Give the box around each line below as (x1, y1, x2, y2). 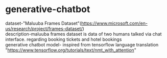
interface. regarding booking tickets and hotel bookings (5, 36, 122, 42)
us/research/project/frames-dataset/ (5, 25, 83, 31)
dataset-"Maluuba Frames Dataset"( (5, 20, 82, 26)
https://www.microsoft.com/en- (81, 20, 148, 26)
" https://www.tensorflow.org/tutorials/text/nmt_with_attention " (5, 47, 136, 53)
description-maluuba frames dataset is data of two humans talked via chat (5, 31, 162, 37)
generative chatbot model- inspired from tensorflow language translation (5, 41, 159, 47)
